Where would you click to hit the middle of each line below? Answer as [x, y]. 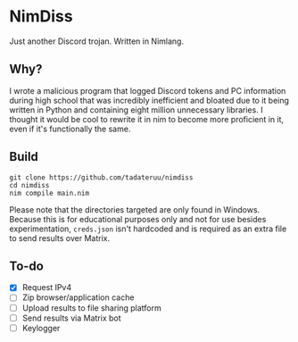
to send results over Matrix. [59, 238]
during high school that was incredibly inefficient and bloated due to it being [149, 100]
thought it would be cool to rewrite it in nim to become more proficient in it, [146, 119]
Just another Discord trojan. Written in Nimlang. [97, 41]
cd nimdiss [29, 185]
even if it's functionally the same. [70, 129]
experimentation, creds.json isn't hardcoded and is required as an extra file [148, 229]
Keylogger [41, 328]
